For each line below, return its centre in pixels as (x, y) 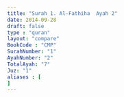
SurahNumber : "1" (32, 52)
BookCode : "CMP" (32, 45)
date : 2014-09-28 (32, 20)
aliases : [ (24, 77)
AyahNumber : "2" (30, 58)
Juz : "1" (20, 70)
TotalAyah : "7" (29, 64)
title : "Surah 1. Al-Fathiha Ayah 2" (62, 13)
